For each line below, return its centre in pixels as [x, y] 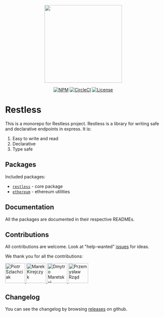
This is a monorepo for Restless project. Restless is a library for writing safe [82, 123]
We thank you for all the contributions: [44, 256]
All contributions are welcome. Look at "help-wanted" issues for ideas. [77, 247]
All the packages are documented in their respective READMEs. [70, 219]
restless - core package [37, 186]
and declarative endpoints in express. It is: [48, 129]
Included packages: [25, 176]
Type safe [23, 149]
